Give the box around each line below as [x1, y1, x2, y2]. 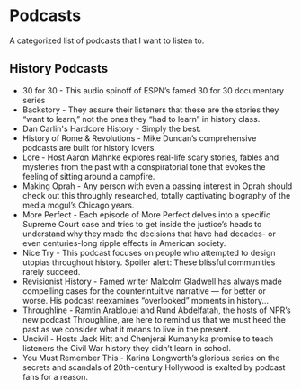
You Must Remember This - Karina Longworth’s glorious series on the [22, 352, 280, 363]
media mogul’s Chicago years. [22, 199, 135, 210]
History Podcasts [9, 61, 109, 76]
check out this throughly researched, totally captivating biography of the [22, 190, 291, 200]
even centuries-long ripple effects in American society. [22, 237, 226, 248]
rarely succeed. [22, 266, 81, 277]
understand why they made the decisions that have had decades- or [22, 228, 276, 239]
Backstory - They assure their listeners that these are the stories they [22, 104, 279, 115]
